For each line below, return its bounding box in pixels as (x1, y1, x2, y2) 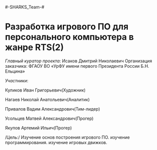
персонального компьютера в (5, 32, 134, 43)
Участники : (5, 77, 29, 83)
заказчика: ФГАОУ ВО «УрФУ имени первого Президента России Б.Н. (5, 63, 150, 69)
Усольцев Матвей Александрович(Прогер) (5, 115, 94, 121)
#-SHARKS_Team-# (5, 4, 45, 10)
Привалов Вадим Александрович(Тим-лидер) (5, 106, 101, 112)
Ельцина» (5, 68, 25, 74)
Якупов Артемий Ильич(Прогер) (5, 125, 72, 131)
